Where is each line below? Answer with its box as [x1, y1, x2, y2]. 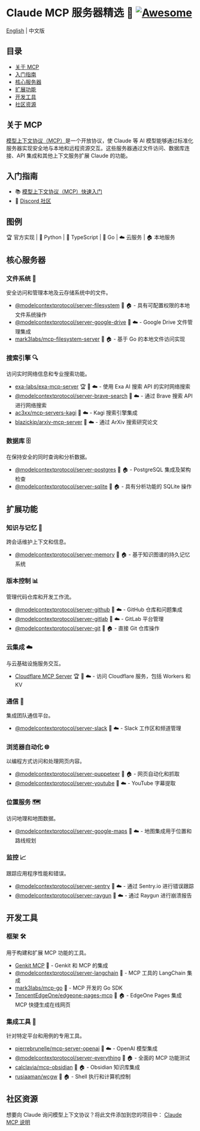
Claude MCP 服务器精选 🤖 [6, 6, 134, 20]
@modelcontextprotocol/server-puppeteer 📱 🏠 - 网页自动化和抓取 [14, 771, 180, 778]
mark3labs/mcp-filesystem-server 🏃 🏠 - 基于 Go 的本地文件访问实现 [14, 335, 186, 342]
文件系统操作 [14, 311, 47, 318]
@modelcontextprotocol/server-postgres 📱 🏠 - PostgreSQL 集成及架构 [14, 466, 191, 474]
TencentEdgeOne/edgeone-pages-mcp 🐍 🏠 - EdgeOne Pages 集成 [14, 991, 182, 999]
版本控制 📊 [6, 577, 39, 585]
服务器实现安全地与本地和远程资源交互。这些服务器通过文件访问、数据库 [6, 144, 184, 151]
